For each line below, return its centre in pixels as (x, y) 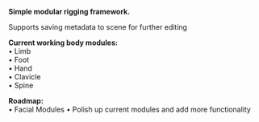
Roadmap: (26, 101)
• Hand (20, 68)
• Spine (21, 85)
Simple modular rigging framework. (69, 12)
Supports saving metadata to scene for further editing (98, 27)
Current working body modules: (63, 43)
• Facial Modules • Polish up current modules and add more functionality (130, 109)
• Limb (19, 51)
